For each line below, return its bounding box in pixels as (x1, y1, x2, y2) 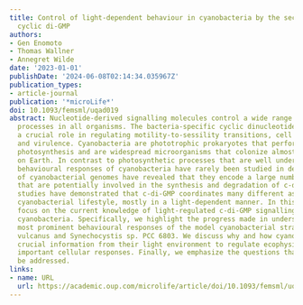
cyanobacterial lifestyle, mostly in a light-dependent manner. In (17, 198, 277, 208)
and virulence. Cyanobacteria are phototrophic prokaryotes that (17, 139, 269, 148)
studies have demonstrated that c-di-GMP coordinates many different (17, 189, 284, 199)
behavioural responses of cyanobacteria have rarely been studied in (17, 164, 284, 173)
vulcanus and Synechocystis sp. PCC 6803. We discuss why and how (17, 231, 272, 240)
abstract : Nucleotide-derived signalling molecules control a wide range (9, 114, 293, 123)
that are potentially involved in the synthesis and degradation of (17, 181, 280, 190)
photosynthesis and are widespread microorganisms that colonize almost (17, 147, 297, 156)
